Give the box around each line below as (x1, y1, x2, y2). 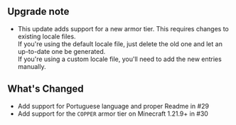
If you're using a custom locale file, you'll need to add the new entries (17, 55, 222, 63)
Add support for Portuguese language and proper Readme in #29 (17, 102, 210, 110)
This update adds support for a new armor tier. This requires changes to (17, 24, 229, 33)
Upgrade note (7, 6, 70, 18)
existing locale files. (17, 32, 76, 40)
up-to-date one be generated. (17, 47, 106, 55)
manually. (17, 62, 46, 70)
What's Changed (7, 83, 84, 95)
